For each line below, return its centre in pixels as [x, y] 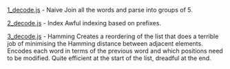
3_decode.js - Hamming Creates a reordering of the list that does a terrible [113, 36]
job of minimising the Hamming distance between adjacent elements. [105, 43]
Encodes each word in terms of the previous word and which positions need [115, 51]
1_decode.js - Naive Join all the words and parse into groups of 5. [100, 10]
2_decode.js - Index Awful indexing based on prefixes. [84, 23]
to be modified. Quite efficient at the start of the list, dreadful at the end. [109, 58]
